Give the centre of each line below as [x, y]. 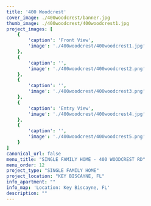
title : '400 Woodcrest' [37, 12]
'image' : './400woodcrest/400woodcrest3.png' [87, 91]
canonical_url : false [34, 154]
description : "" [27, 193]
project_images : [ [30, 29]
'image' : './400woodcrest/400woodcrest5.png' [87, 137]
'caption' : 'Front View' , [61, 40]
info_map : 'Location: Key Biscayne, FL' [58, 188]
